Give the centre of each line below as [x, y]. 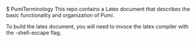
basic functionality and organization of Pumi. [60, 15]
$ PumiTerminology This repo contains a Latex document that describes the [98, 9]
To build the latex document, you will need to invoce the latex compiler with [97, 27]
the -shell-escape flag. [34, 33]
